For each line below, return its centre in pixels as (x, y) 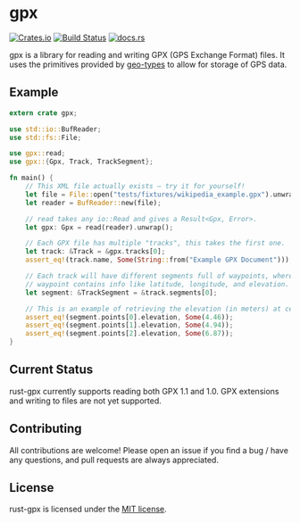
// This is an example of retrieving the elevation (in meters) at (153, 309)
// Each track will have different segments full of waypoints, (147, 276)
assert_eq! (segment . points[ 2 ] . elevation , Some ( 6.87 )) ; (129, 334)
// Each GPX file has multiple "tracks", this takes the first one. (155, 244)
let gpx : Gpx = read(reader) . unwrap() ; (100, 227)
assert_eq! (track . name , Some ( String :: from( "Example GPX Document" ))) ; (159, 260)
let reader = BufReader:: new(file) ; (94, 203)
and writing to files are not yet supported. (86, 401)
